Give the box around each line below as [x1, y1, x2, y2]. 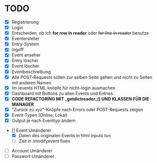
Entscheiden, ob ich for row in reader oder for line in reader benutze [11, 30, 149, 36]
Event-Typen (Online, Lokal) [11, 112, 68, 118]
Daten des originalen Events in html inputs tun [18, 133, 111, 138]
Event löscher [11, 63, 39, 69]
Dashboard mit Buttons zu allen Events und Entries [11, 90, 113, 96]
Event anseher [11, 52, 41, 58]
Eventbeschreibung [11, 69, 51, 75]
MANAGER [11, 101, 35, 107]
